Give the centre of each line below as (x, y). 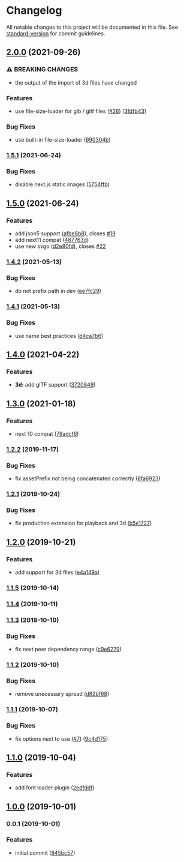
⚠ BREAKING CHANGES (42, 70)
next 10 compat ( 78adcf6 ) (47, 433)
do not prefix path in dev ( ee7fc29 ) (58, 291)
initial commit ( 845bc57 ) (45, 852)
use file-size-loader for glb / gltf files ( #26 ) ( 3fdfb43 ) (81, 111)
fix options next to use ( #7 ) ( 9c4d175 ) (61, 738)
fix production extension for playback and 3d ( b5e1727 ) (83, 523)
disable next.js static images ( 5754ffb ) (62, 184)
